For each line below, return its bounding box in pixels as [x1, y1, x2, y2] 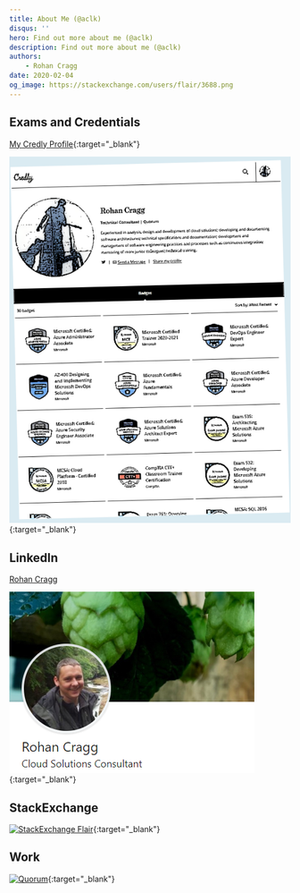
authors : [9, 52, 42, 62]
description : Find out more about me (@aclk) [9, 43, 181, 52]
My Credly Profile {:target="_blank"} [9, 139, 141, 149]
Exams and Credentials [9, 115, 141, 130]
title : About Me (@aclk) [9, 14, 102, 23]
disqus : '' [9, 23, 50, 33]
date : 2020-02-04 [9, 72, 74, 81]
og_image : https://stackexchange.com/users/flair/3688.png [9, 81, 234, 89]
